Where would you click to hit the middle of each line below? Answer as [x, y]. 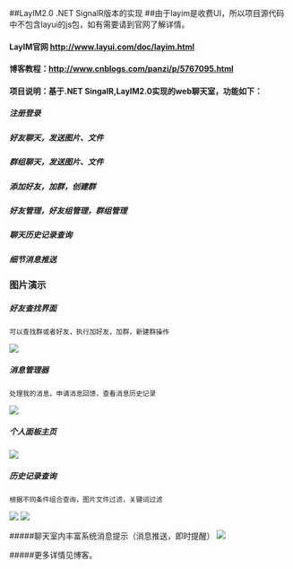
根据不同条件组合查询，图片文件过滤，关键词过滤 [86, 499]
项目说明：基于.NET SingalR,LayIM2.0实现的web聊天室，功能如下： [136, 91]
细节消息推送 [33, 259]
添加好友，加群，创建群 [52, 186]
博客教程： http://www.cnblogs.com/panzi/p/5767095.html [122, 69]
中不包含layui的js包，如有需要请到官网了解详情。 [99, 24]
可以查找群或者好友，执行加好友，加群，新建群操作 [90, 332]
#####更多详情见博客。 [53, 555]
